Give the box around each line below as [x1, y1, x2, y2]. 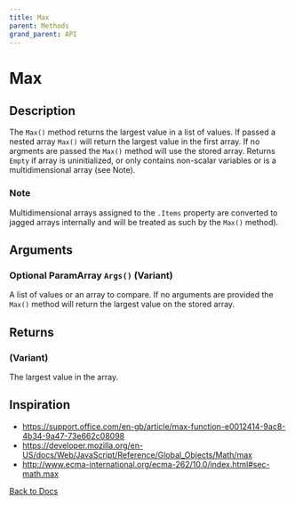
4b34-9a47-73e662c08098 [21, 430, 125, 441]
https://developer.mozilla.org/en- [21, 440, 144, 451]
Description [9, 103, 76, 118]
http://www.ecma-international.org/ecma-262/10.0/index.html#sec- [21, 459, 270, 469]
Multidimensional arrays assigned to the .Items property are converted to [9, 207, 278, 218]
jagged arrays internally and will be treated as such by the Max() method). [9, 216, 279, 227]
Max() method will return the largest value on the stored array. [9, 299, 235, 310]
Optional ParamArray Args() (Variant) [9, 269, 173, 281]
